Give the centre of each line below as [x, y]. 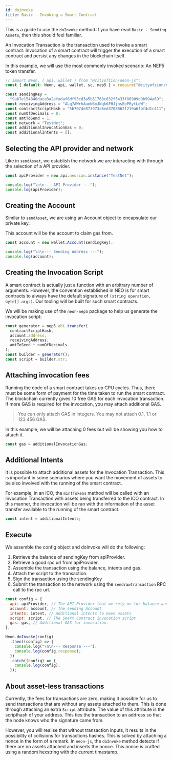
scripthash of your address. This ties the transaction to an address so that [83, 714]
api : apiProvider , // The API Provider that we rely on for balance [84, 604]
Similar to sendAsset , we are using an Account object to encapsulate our [81, 218]
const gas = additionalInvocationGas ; [47, 444]
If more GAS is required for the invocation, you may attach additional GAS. [83, 404]
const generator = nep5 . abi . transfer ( [47, 326]
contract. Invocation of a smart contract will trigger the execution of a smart [85, 50]
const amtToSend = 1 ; [28, 118]
